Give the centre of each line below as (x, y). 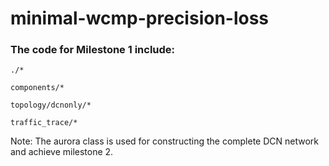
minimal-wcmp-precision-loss (140, 18)
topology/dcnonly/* (51, 105)
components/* (37, 88)
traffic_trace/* (44, 123)
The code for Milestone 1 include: (93, 50)
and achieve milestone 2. (62, 152)
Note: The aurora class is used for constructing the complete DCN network (165, 141)
